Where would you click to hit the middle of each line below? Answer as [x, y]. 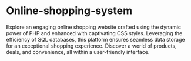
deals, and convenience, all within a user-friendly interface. [78, 52]
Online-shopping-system [69, 11]
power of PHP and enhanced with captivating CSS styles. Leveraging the [94, 33]
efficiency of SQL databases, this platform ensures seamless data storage [95, 39]
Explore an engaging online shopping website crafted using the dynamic [93, 27]
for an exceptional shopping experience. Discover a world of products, [92, 46]
